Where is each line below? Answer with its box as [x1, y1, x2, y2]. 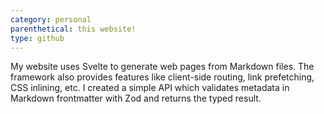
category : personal [10, 14, 92, 25]
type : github [10, 33, 65, 43]
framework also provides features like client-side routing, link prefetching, [10, 71, 315, 83]
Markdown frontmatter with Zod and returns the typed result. [10, 92, 262, 105]
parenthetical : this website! [10, 24, 137, 34]
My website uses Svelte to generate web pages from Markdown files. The [10, 61, 315, 73]
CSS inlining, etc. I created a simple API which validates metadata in [10, 82, 290, 94]
